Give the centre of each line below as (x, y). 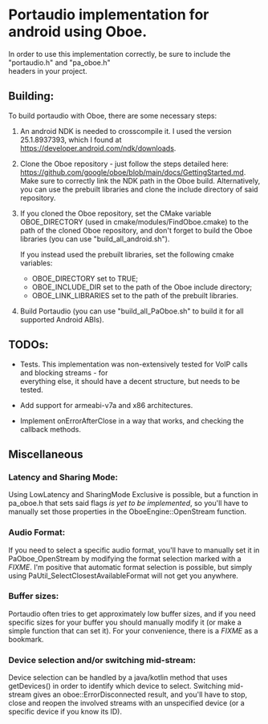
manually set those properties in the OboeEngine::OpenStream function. (128, 512)
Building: (31, 97)
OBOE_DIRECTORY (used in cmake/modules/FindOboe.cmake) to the (134, 221)
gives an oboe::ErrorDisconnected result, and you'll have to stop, (140, 694)
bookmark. (26, 639)
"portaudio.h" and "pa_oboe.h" (59, 63)
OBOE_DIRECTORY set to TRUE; (85, 278)
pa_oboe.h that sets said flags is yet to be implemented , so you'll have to (128, 504)
